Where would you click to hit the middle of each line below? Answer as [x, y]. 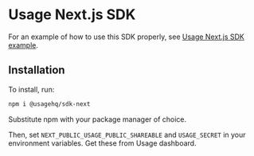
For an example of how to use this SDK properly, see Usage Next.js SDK [127, 37]
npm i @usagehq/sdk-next [49, 104]
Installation [37, 70]
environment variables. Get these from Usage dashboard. [102, 143]
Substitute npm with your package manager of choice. [98, 119]
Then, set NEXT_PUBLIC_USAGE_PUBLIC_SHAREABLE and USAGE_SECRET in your [127, 135]
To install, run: [31, 89]
